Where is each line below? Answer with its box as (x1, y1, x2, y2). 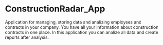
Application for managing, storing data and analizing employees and (5, 19, 142, 25)
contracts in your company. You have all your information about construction (5, 24, 159, 30)
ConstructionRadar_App (5, 3, 106, 14)
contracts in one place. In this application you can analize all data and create (5, 29, 159, 35)
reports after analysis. (5, 34, 49, 40)
